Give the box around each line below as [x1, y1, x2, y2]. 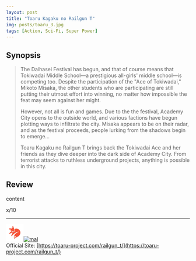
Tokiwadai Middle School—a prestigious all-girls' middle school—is [20, 72, 182, 79]
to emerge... [20, 133, 50, 140]
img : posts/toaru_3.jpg [6, 22, 64, 27]
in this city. [20, 163, 47, 170]
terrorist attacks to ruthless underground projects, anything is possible [20, 156, 190, 163]
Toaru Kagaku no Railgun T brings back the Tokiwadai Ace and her [20, 144, 181, 151]
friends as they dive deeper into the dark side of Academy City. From [20, 151, 187, 158]
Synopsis [6, 50, 41, 60]
